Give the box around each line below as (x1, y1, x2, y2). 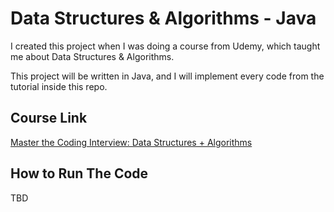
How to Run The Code (10, 165, 149, 182)
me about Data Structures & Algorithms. (10, 50, 175, 62)
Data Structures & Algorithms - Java (10, 7, 317, 30)
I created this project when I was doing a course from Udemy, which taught (10, 40, 321, 52)
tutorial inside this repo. (10, 80, 108, 92)
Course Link (10, 110, 88, 127)
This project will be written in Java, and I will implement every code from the (10, 70, 325, 82)
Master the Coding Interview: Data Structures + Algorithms (10, 136, 253, 148)
